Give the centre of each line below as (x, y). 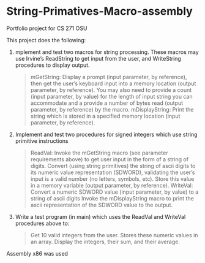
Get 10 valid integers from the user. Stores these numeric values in (114, 235)
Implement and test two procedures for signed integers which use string (106, 134)
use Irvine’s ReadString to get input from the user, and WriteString (98, 58)
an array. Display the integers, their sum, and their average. (105, 242)
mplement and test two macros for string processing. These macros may (107, 52)
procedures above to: (42, 223)
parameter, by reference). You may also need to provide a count (111, 90)
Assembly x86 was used (37, 253)
